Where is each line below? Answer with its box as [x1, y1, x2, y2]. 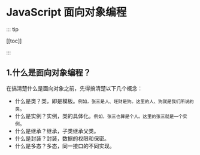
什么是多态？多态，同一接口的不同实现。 [14, 142, 115, 150]
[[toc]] [6, 37, 22, 44]
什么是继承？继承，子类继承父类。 [14, 127, 99, 135]
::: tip [6, 25, 19, 33]
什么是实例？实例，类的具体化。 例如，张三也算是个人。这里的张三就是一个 [14, 112, 183, 120]
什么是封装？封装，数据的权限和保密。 [14, 135, 110, 142]
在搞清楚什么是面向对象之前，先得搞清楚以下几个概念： [6, 84, 143, 92]
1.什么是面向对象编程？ [6, 68, 92, 78]
